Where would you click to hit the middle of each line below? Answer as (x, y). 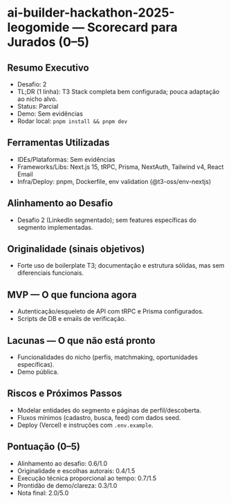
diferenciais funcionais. (50, 273)
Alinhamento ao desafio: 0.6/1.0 (62, 463)
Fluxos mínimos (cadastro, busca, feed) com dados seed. (99, 417)
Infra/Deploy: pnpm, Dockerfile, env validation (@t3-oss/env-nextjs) (114, 181)
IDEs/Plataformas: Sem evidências (66, 159)
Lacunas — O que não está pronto (81, 340)
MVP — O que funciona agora (72, 294)
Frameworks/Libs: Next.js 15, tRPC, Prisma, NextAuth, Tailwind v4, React (120, 167)
